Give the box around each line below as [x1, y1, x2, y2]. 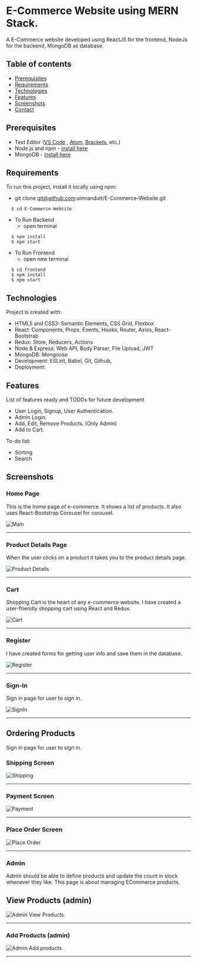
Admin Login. [14, 414, 47, 420]
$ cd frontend [11, 267, 46, 273]
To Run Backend [14, 216, 55, 223]
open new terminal [23, 256, 69, 263]
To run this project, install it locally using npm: [6, 183, 117, 190]
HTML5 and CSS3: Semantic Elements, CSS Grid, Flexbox [14, 320, 154, 327]
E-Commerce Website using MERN [6, 4, 179, 18]
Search [14, 455, 32, 462]
